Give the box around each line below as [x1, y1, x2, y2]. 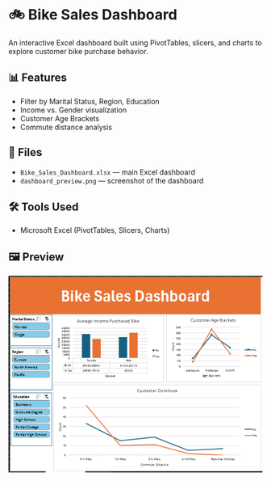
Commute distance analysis [19, 122, 113, 132]
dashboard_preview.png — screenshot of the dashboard [19, 175, 204, 185]
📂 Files [8, 146, 43, 159]
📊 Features [8, 71, 67, 85]
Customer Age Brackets [19, 113, 100, 123]
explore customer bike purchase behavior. [8, 46, 148, 56]
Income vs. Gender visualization [19, 105, 127, 115]
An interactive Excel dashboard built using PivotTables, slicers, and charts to [8, 37, 262, 48]
